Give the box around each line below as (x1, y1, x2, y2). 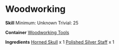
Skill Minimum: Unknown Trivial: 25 (5, 20, 79, 26)
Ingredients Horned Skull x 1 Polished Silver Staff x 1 (5, 39, 114, 45)
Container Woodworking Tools (5, 29, 70, 35)
